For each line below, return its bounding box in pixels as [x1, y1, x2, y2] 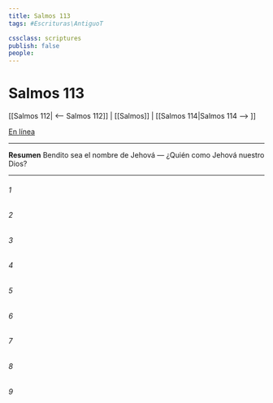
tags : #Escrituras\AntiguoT [8, 19, 104, 28]
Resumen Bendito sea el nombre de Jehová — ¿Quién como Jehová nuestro [8, 150, 265, 160]
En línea [8, 127, 35, 136]
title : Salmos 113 [8, 11, 71, 20]
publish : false [8, 41, 60, 50]
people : [8, 50, 35, 58]
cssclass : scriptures [8, 34, 82, 42]
